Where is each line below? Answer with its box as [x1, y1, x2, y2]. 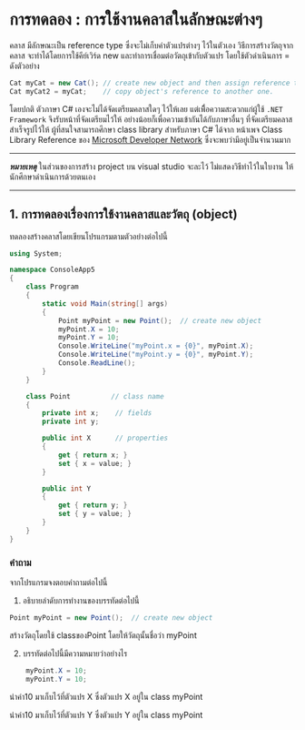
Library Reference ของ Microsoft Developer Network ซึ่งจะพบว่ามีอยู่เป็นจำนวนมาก [9, 134, 291, 145]
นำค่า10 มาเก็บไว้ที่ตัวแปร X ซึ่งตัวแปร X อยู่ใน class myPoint [9, 691, 203, 702]
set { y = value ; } [57, 510, 132, 519]
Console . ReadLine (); [57, 359, 136, 368]
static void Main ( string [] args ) [42, 299, 169, 309]
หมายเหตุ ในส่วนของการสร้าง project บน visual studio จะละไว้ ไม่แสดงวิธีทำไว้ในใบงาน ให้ [9, 160, 294, 172]
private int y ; [42, 417, 100, 427]
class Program [25, 282, 79, 291]
